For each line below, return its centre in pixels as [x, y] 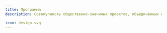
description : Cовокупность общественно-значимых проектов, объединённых [82, 14]
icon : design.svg [23, 23]
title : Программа [23, 9]
